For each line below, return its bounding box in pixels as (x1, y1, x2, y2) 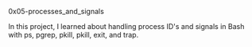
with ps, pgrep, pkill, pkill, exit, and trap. (8, 31, 139, 39)
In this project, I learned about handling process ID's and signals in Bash (8, 22, 245, 31)
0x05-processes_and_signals (8, 7, 105, 16)
